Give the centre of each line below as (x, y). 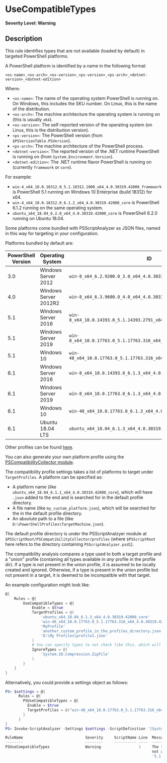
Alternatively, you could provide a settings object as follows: (67, 682)
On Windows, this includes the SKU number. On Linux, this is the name (85, 103)
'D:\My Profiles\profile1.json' (74, 636)
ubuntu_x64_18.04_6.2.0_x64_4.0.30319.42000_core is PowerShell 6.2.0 (85, 213)
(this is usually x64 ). (33, 119)
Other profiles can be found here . (39, 447)
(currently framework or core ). (42, 167)
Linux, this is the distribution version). (51, 130)
